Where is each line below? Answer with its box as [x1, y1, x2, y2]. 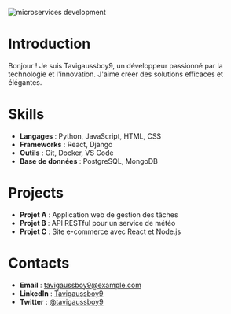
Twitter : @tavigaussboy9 [19, 297, 104, 306]
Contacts [8, 254, 70, 272]
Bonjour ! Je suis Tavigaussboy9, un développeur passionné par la [8, 61, 223, 70]
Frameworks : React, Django [19, 139, 113, 149]
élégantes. [8, 77, 42, 87]
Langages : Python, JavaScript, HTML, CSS [19, 131, 162, 141]
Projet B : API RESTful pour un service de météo [19, 218, 176, 227]
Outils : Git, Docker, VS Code [19, 148, 114, 157]
